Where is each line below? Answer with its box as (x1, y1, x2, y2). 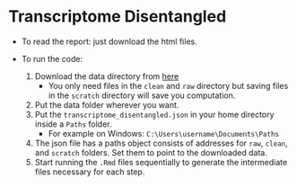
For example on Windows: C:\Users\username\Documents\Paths (48, 128, 280, 138)
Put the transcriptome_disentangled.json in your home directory (34, 109, 275, 120)
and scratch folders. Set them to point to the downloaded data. (34, 146, 268, 158)
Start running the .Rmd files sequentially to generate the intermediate (34, 156, 288, 167)
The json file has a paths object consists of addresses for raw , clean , (34, 137, 288, 148)
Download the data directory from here (34, 70, 179, 82)
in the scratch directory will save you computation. (48, 90, 236, 101)
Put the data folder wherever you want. (34, 99, 179, 110)
